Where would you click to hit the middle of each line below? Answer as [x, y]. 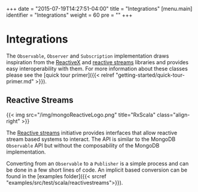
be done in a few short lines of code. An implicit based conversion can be [97, 170]
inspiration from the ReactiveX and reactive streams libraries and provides [98, 62]
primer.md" [20, 81]
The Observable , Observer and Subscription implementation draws [88, 56]
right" [13, 121]
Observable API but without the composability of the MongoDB [83, 145]
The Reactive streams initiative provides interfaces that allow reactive [92, 133]
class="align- [173, 115]
